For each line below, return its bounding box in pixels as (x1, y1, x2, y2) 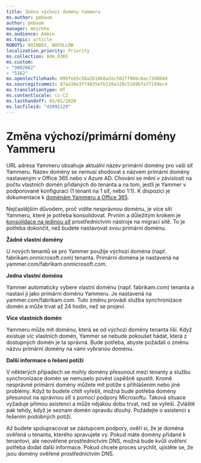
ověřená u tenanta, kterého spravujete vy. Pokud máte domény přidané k (6, 431, 186, 438)
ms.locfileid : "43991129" (6, 103, 71, 110)
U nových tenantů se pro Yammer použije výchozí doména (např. (6, 248, 167, 255)
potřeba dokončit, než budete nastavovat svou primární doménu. (6, 224, 167, 231)
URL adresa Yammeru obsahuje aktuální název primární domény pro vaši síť (6, 162, 193, 169)
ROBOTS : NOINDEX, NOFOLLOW (6, 43, 74, 49)
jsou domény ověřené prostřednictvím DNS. (6, 450, 115, 458)
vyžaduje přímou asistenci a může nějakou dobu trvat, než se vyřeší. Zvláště (6, 400, 195, 408)
